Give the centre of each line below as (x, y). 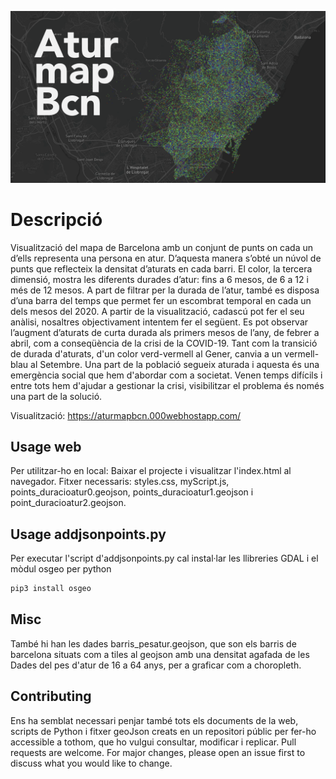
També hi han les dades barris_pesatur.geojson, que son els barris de (153, 643)
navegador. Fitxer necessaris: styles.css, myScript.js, (120, 482)
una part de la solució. (56, 396)
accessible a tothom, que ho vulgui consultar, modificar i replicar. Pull (153, 742)
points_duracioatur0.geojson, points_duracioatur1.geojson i (132, 492)
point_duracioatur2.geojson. (68, 503)
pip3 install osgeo (51, 589)
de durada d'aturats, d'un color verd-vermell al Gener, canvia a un (146, 353)
